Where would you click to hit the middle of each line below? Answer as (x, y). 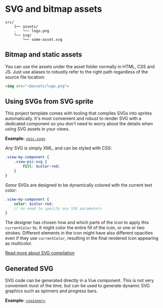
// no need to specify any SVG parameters (58, 208)
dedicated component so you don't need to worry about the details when (79, 124)
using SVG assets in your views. (38, 129)
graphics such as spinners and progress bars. (52, 291)
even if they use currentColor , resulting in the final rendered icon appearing (82, 238)
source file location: (25, 77)
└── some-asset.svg (43, 39)
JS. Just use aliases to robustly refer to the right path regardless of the (77, 72)
